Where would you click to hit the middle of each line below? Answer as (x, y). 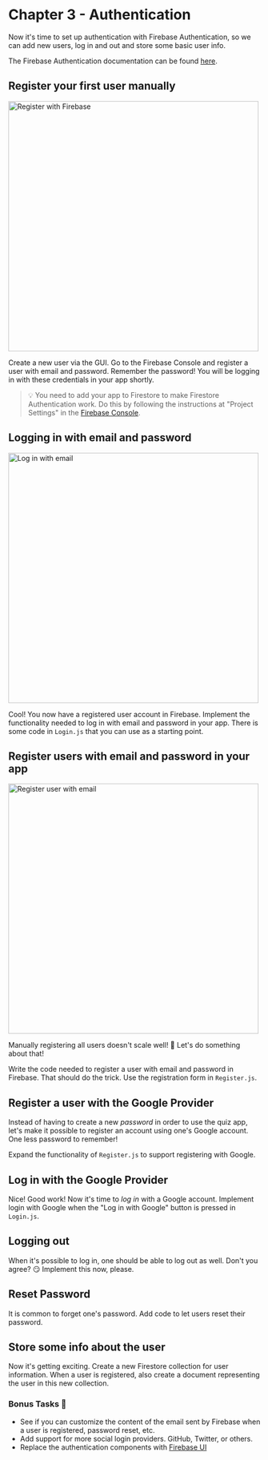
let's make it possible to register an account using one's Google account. (128, 1131)
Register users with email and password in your (129, 756)
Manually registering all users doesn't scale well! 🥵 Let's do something (124, 1045)
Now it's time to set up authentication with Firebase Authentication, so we (130, 37)
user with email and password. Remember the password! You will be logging (134, 371)
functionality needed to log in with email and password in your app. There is (133, 723)
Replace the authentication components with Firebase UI (113, 1447)
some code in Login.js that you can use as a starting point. (106, 731)
